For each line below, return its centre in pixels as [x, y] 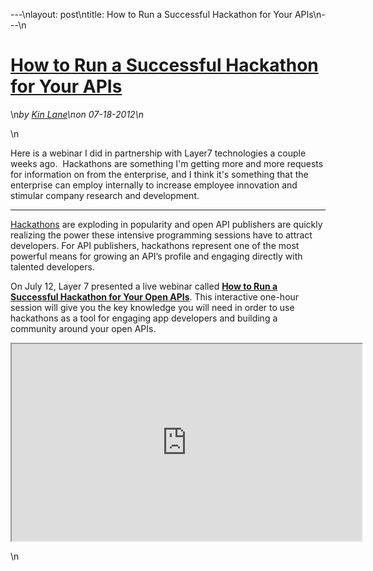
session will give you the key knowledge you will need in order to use [152, 307]
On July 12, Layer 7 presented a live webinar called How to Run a [144, 286]
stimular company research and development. [105, 195]
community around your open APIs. [83, 328]
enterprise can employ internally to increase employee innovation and [154, 185]
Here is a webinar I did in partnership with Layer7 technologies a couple [158, 153]
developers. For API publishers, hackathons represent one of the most [155, 245]
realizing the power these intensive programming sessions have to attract [161, 235]
